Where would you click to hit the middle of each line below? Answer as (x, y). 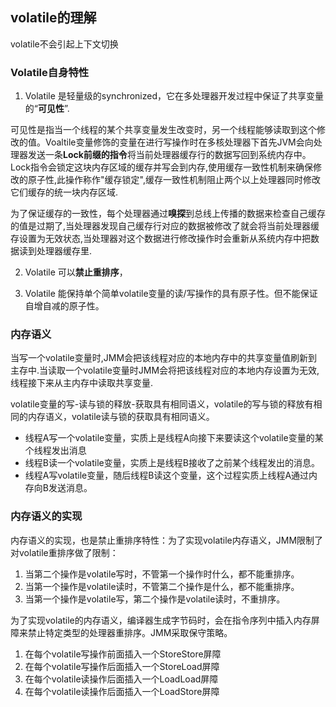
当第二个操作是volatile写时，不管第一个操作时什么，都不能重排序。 (162, 574)
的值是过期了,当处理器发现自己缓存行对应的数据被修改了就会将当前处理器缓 (165, 226)
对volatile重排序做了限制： (64, 552)
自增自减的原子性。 (64, 306)
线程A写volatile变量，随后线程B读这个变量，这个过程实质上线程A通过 (167, 475)
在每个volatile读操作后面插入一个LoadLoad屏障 (121, 679)
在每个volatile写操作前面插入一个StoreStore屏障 (123, 654)
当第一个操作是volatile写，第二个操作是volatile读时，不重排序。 (155, 599)
